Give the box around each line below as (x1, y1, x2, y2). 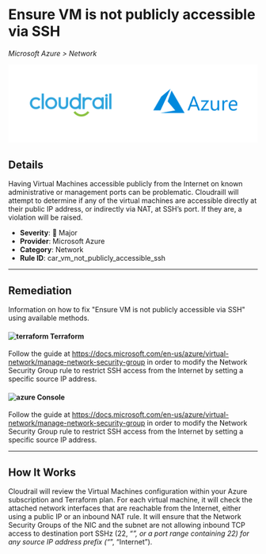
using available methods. (8, 313, 89, 323)
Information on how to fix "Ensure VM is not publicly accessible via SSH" (8, 305, 245, 315)
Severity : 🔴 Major (19, 228, 78, 238)
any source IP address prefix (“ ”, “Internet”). (8, 537, 153, 547)
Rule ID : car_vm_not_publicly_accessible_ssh (19, 254, 166, 263)
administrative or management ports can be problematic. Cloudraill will (8, 188, 239, 197)
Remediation (8, 284, 73, 297)
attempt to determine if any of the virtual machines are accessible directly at (8, 196, 257, 205)
